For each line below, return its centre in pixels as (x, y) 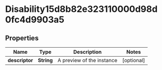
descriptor (20, 60)
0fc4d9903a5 (35, 20)
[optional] (134, 60)
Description (87, 52)
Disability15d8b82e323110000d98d (81, 9)
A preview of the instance (87, 60)
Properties (22, 38)
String (46, 60)
